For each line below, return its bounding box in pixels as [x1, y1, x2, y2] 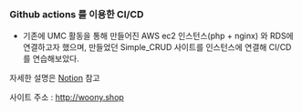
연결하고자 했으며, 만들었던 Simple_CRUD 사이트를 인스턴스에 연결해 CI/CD [22, 42, 292, 53]
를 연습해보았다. [22, 53, 79, 65]
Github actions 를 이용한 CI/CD [9, 7, 144, 20]
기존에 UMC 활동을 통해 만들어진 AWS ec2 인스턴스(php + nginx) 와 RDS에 [22, 30, 294, 42]
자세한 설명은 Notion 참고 [9, 73, 100, 84]
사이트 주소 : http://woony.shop [9, 92, 125, 103]
